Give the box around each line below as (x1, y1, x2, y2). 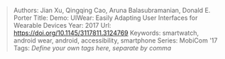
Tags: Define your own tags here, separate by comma (13, 44, 172, 52)
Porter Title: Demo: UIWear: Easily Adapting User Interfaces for (13, 14, 198, 22)
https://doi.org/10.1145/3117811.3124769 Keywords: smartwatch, (13, 28, 199, 37)
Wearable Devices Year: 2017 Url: (13, 21, 111, 29)
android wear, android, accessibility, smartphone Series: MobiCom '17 (13, 36, 218, 45)
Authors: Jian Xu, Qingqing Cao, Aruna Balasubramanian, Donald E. (13, 6, 211, 14)
